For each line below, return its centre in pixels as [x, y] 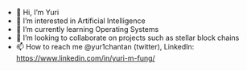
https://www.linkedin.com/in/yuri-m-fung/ [85, 58]
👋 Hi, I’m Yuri [37, 12]
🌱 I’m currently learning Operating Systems [87, 29]
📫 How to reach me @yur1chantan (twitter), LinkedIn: [105, 47]
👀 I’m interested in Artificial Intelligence [81, 21]
